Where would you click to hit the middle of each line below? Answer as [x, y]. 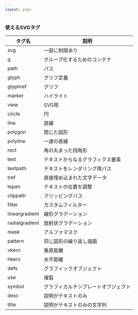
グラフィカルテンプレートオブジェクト [87, 286]
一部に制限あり [61, 50]
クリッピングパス [63, 196]
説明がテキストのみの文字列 [75, 305]
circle [14, 113]
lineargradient [23, 214]
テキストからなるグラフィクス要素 [82, 159]
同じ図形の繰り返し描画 [71, 241]
